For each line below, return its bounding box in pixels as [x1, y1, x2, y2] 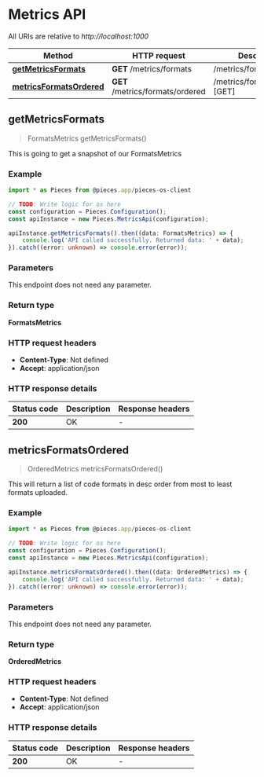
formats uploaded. [8, 488, 68, 497]
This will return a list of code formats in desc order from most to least [8, 479, 233, 489]
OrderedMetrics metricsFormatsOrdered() [27, 464, 163, 474]
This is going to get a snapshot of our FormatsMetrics [8, 148, 182, 158]
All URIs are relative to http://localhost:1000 [8, 31, 149, 41]
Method [42, 49, 73, 60]
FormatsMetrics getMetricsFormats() [27, 134, 147, 143]
